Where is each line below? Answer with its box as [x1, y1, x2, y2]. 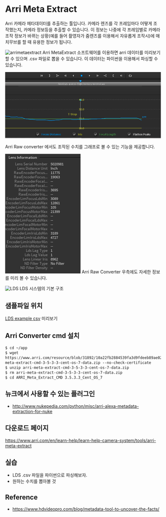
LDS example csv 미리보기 [5, 315, 58, 322]
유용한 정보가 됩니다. [33, 39, 73, 45]
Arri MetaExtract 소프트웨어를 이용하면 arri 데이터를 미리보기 [42, 49, 161, 55]
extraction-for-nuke [12, 408, 53, 414]
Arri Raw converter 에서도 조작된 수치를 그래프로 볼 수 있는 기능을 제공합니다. [5, 144, 156, 150]
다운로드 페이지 [5, 424, 49, 432]
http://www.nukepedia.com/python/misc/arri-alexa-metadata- [12, 403, 139, 409]
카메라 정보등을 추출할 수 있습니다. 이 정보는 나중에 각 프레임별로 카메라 [23, 26, 161, 33]
